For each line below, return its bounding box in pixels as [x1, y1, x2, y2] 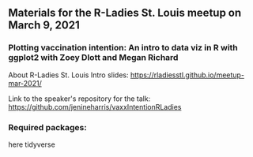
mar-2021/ [8, 78, 42, 88]
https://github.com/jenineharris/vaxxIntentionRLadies [8, 102, 182, 111]
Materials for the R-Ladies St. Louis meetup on [8, 6, 242, 20]
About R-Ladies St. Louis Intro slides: [8, 70, 129, 80]
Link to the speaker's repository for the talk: [8, 94, 151, 103]
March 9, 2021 [8, 19, 81, 32]
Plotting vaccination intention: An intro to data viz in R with [8, 43, 239, 54]
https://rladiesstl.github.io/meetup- [130, 70, 245, 80]
